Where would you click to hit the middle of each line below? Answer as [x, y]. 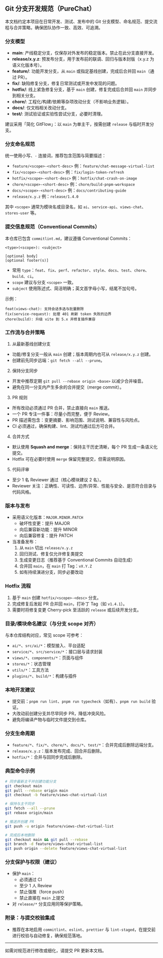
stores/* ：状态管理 [32, 664]
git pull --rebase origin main [37, 791]
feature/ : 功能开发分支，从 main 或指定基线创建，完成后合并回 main [79, 71]
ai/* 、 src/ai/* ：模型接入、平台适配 [49, 645]
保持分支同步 [25, 371]
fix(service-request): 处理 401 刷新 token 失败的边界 [58, 314]
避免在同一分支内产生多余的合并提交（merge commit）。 [68, 387]
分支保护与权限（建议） [32, 862]
